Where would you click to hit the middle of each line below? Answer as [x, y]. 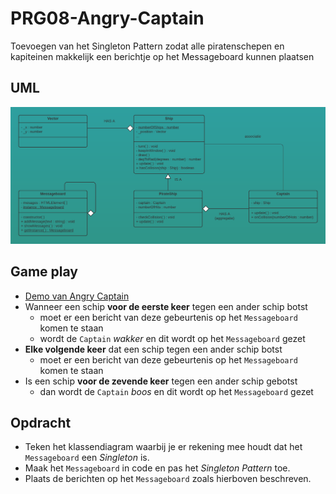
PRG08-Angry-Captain [107, 18]
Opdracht [41, 422]
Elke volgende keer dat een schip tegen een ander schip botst [153, 349]
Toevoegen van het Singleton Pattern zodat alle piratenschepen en [147, 46]
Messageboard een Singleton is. [87, 458]
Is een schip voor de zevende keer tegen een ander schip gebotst [161, 381]
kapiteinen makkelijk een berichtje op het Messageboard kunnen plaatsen [162, 56]
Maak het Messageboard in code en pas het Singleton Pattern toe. [157, 468]
